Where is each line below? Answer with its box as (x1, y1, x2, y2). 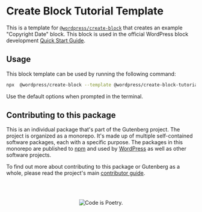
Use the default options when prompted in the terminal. (6, 92, 143, 100)
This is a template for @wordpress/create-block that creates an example (6, 24, 183, 31)
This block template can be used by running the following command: (6, 70, 176, 77)
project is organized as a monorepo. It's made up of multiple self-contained (6, 132, 194, 139)
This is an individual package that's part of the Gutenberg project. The (6, 126, 180, 133)
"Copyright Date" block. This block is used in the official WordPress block (6, 30, 189, 37)
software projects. (6, 151, 52, 159)
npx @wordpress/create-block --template (6, 82, 112, 88)
